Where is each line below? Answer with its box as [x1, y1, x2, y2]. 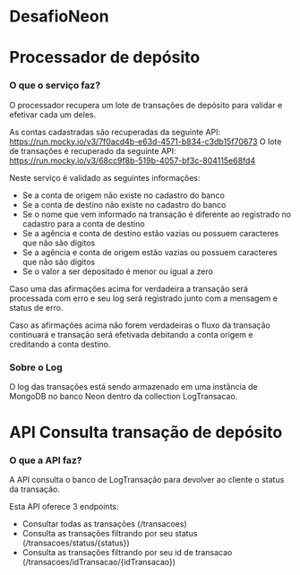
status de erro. [9, 302, 64, 313]
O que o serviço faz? [9, 79, 101, 91]
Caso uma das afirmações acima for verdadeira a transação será [9, 283, 248, 294]
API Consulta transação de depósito [9, 423, 283, 442]
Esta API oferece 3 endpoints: [9, 502, 119, 512]
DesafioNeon [9, 6, 109, 27]
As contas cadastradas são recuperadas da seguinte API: [9, 126, 221, 137]
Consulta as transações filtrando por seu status [21, 528, 198, 539]
